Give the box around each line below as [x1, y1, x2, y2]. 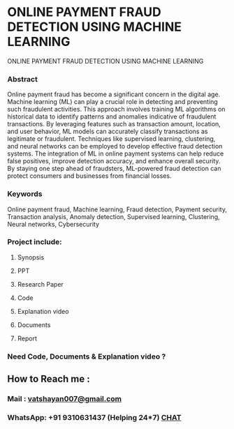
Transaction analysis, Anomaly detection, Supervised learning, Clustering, [7, 212, 220, 220]
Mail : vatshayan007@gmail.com [7, 394, 122, 404]
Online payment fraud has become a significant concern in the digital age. [7, 90, 221, 98]
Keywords [7, 189, 43, 199]
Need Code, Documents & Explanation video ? [7, 352, 166, 361]
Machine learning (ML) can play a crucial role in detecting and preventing [7, 98, 218, 106]
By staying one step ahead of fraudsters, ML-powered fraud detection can [7, 165, 221, 173]
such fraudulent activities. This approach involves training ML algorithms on [7, 105, 226, 114]
